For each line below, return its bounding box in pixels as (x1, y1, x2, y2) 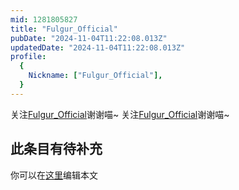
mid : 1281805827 (10, 14, 78, 25)
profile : (10, 52, 47, 62)
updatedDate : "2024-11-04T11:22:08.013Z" (10, 42, 186, 53)
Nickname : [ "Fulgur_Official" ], (28, 71, 163, 81)
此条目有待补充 (10, 141, 103, 158)
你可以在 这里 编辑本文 (10, 169, 98, 181)
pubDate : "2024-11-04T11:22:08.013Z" (10, 33, 168, 43)
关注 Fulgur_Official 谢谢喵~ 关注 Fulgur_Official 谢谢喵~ (10, 108, 230, 120)
